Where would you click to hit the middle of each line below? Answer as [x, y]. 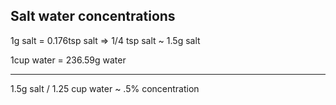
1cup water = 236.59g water [68, 60]
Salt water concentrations [93, 16]
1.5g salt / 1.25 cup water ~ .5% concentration [105, 88]
